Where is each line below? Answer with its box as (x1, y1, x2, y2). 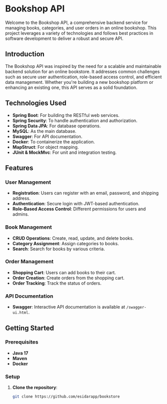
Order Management (5, 258, 54, 265)
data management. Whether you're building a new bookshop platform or (5, 79, 154, 85)
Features (5, 163, 33, 172)
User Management (5, 178, 51, 185)
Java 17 (12, 350, 28, 356)
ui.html (12, 310, 28, 315)
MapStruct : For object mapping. (12, 144, 79, 150)
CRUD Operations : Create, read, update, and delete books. (12, 235, 134, 241)
